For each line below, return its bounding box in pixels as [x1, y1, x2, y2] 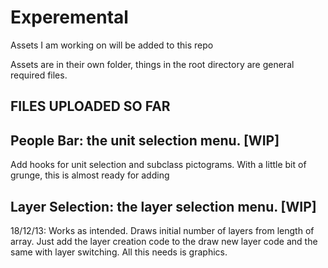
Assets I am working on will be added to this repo [10, 39, 214, 51]
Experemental [10, 6, 129, 29]
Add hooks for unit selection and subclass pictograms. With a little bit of [10, 159, 307, 171]
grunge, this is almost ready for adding [10, 169, 170, 181]
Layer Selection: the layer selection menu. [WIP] [10, 198, 317, 215]
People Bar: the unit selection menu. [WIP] [10, 132, 280, 149]
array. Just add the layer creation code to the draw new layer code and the [10, 235, 318, 247]
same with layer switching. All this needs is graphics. [10, 246, 228, 258]
